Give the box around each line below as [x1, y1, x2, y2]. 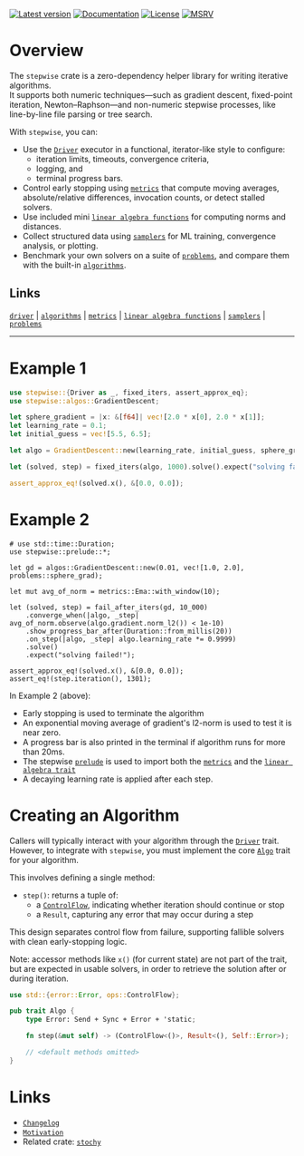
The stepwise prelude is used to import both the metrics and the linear [22, 755, 290, 766]
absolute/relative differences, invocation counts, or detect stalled [22, 191, 265, 203]
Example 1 [9, 358, 87, 378]
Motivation [22, 1128, 64, 1137]
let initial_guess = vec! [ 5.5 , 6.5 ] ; [9, 430, 152, 439]
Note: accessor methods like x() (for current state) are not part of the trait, [9, 953, 288, 965]
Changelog [22, 1118, 61, 1128]
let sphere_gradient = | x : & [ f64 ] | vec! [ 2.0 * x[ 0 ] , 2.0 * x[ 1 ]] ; [9, 413, 265, 422]
